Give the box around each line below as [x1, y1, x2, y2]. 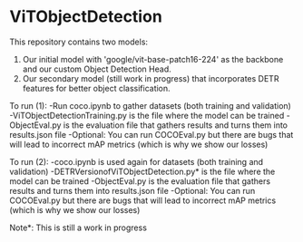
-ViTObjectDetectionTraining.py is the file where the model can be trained [9, 110, 285, 121]
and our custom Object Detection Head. [22, 63, 171, 74]
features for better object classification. [22, 82, 171, 93]
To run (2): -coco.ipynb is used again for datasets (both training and [9, 156, 264, 167]
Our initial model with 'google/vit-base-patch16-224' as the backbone [22, 53, 284, 64]
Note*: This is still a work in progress [9, 222, 148, 233]
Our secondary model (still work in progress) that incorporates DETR [22, 73, 279, 83]
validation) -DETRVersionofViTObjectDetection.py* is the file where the [9, 166, 276, 177]
